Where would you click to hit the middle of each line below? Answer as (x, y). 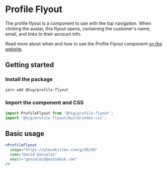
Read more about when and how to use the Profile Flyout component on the (84, 43)
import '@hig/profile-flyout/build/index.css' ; (56, 118)
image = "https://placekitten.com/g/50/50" (54, 150)
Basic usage (25, 133)
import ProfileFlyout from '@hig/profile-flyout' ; (59, 113)
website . (14, 49)
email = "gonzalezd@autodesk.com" (44, 159)
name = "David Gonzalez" (33, 155)
